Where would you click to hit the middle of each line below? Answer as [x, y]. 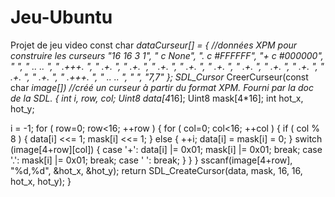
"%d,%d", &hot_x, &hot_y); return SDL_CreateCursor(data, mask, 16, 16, [156, 170]
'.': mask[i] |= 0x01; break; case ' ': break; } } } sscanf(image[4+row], [151, 160]
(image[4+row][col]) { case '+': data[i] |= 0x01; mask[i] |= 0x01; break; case [166, 149]
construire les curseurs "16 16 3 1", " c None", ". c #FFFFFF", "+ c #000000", [167, 55]
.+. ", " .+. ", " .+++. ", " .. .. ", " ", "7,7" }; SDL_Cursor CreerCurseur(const [159, 77]
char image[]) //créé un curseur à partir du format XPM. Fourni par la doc [162, 87]
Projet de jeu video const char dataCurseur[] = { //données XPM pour [154, 45]
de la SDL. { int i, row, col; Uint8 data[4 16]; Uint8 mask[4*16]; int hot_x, [157, 98]
